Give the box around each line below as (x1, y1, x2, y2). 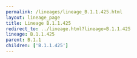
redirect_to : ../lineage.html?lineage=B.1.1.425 (5, 25, 131, 32)
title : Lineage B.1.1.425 (5, 20, 71, 26)
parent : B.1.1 (5, 37, 42, 43)
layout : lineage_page (5, 14, 61, 21)
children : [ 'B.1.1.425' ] (5, 43, 68, 49)
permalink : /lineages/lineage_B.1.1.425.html (5, 8, 122, 15)
